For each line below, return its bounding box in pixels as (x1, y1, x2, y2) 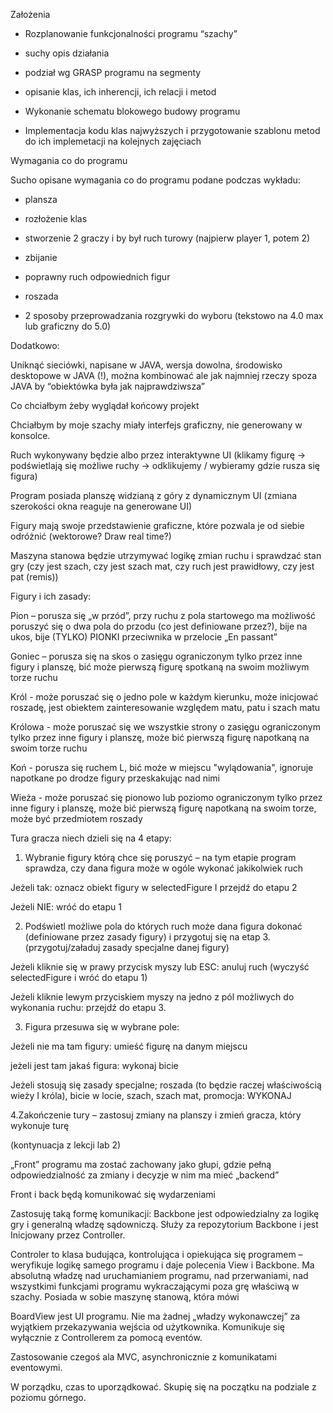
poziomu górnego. (10, 1392, 87, 1403)
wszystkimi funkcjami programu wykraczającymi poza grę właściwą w (10, 1280, 300, 1292)
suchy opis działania (24, 47, 110, 59)
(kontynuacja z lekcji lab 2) (10, 1139, 122, 1151)
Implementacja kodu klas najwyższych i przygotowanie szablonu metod (24, 125, 321, 136)
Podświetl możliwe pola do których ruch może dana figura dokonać (24, 920, 303, 932)
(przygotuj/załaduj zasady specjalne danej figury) (24, 942, 230, 953)
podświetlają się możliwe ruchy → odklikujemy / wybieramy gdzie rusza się (10, 460, 320, 471)
